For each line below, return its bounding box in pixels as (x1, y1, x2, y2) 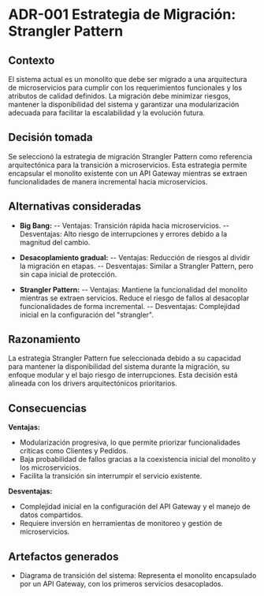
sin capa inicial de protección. (19, 270, 117, 279)
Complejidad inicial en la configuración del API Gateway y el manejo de (19, 502, 251, 512)
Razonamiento (8, 333, 81, 346)
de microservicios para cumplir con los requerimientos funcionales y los (8, 83, 243, 92)
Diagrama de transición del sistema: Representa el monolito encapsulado (19, 571, 257, 580)
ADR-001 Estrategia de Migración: (8, 6, 236, 24)
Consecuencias (8, 401, 87, 415)
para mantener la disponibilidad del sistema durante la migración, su (8, 362, 230, 371)
